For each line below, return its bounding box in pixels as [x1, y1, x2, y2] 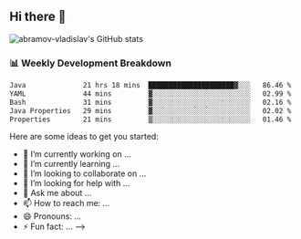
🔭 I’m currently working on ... [22, 149, 131, 160]
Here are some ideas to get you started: [9, 131, 160, 142]
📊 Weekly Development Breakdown [9, 57, 171, 69]
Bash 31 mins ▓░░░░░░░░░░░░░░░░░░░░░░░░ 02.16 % [9, 98, 292, 107]
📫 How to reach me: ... [22, 198, 110, 209]
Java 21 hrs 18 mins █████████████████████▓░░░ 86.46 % [9, 81, 292, 90]
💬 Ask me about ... [22, 188, 92, 199]
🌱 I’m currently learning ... [22, 159, 120, 170]
